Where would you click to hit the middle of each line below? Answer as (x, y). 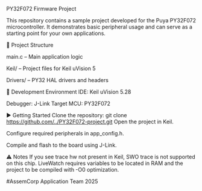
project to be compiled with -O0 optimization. (63, 170)
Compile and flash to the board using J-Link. (62, 145)
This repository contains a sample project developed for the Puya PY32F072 (101, 20)
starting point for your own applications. (56, 33)
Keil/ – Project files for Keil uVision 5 (51, 68)
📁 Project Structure (30, 45)
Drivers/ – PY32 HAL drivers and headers (57, 80)
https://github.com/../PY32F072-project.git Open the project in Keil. (90, 121)
